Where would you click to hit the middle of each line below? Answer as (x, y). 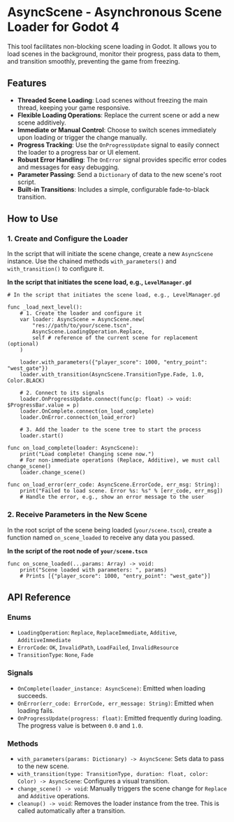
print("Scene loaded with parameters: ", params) (94, 570)
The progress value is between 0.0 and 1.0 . (80, 725)
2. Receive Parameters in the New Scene (78, 515)
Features (27, 84)
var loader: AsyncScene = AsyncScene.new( (82, 320)
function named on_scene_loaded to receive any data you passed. (101, 537)
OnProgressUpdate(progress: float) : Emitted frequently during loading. (120, 718)
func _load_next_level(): (45, 307)
